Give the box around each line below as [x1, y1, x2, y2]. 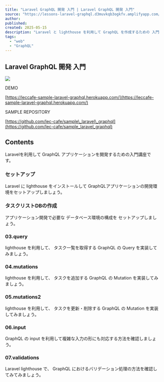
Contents [5, 138, 34, 146]
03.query [5, 233, 28, 240]
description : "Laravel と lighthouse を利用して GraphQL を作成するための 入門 [5, 30, 160, 35]
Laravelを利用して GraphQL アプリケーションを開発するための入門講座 [5, 152, 147, 158]
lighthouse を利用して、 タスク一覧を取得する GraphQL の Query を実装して [5, 245, 158, 251]
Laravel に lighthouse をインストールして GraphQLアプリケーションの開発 [5, 183, 153, 189]
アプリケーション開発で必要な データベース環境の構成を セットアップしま [5, 214, 153, 220]
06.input [5, 324, 26, 331]
